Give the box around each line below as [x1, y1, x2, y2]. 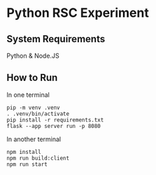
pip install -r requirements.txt [6, 116, 104, 124]
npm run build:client [6, 155, 70, 162]
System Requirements [6, 33, 106, 45]
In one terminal [6, 90, 50, 99]
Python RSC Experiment [6, 5, 150, 21]
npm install [6, 148, 41, 155]
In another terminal [6, 135, 61, 143]
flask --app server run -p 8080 [6, 122, 101, 129]
